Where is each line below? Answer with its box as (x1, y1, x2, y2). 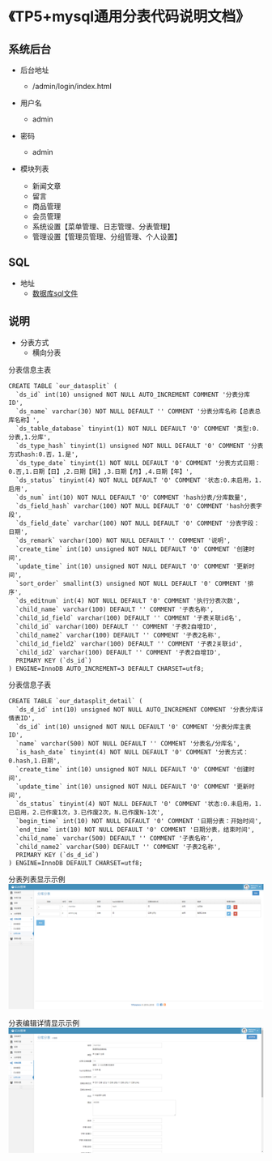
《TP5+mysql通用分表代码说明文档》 (8, 7, 250, 26)
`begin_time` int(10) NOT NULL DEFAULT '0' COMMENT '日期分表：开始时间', (15, 817, 262, 825)
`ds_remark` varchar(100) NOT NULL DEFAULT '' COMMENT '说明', (15, 536, 232, 544)
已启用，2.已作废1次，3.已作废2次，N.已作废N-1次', (8, 808, 164, 817)
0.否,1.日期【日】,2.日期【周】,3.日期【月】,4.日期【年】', (8, 467, 193, 476)
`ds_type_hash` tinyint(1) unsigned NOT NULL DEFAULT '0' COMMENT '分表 (15, 442, 264, 450)
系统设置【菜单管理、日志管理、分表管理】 (32, 222, 175, 231)
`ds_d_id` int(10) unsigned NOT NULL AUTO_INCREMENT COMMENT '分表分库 (15, 706, 257, 714)
